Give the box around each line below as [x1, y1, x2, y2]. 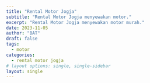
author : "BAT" [6, 30, 41, 36]
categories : [6, 52, 35, 58]
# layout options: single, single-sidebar [6, 63, 111, 69]
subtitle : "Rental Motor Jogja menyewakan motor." [6, 14, 132, 20]
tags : [6, 41, 19, 47]
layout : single [6, 68, 43, 74]
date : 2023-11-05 [6, 25, 48, 31]
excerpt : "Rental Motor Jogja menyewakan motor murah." [6, 19, 145, 25]
